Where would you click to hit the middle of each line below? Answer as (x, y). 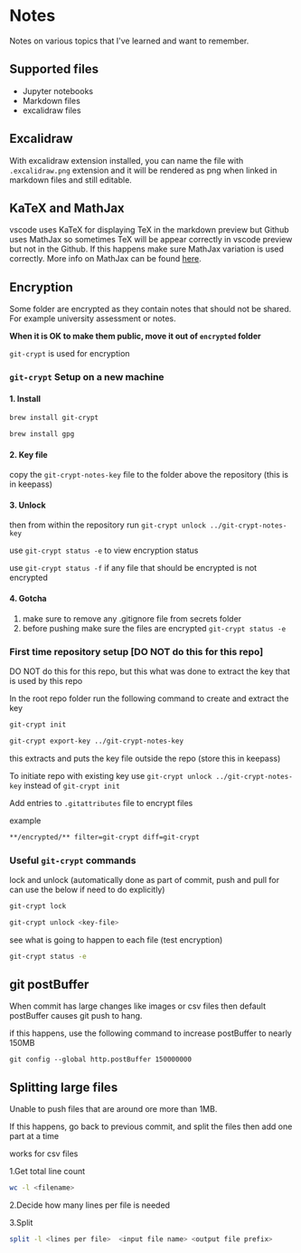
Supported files (54, 69)
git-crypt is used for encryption (70, 354)
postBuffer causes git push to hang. (76, 1016)
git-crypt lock (38, 906)
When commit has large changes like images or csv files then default (138, 1006)
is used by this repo (46, 680)
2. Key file (28, 454)
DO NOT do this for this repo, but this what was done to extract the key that (150, 671)
